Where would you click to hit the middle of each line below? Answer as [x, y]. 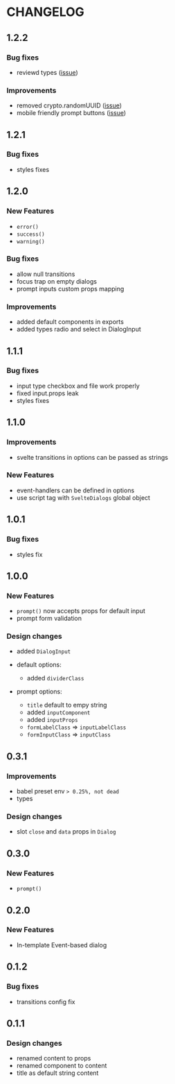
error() [27, 227]
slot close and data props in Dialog [66, 832]
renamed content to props [54, 1058]
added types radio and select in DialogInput [79, 329]
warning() [31, 241]
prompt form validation [49, 619]
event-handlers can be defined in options [75, 490]
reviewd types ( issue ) [47, 72]
